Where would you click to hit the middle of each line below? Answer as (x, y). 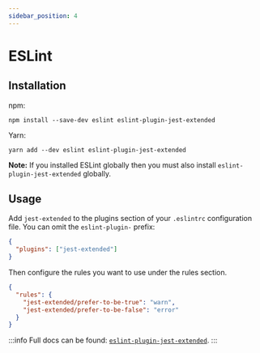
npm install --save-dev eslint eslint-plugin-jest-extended (112, 120)
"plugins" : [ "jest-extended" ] (66, 249)
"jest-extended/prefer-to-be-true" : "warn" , (99, 302)
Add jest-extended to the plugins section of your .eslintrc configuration (130, 219)
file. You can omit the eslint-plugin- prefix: (82, 227)
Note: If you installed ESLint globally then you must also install (112, 165)
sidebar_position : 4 (43, 16)
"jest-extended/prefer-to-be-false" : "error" (101, 310)
